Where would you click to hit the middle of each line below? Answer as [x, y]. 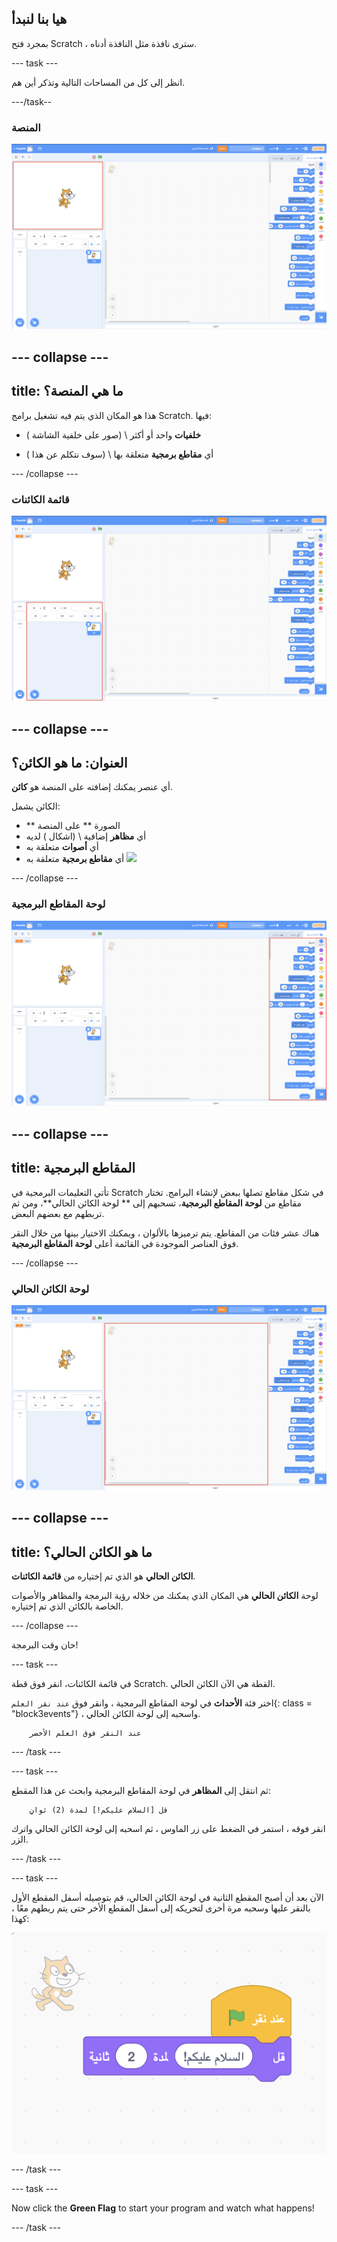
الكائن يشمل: [36, 806]
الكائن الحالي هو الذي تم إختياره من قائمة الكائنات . [103, 1576]
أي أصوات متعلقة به [62, 847]
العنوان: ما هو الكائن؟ [69, 762]
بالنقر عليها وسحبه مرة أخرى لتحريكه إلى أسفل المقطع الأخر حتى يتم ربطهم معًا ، [161, 1908]
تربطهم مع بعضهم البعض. [58, 1213]
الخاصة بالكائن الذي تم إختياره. [67, 1606]
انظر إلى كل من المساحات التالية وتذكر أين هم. [98, 82]
